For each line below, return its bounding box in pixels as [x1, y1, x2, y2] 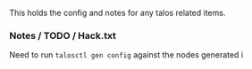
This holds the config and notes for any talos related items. [9, 8, 226, 18]
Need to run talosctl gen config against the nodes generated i [9, 50, 244, 60]
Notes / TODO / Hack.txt [9, 29, 116, 42]
